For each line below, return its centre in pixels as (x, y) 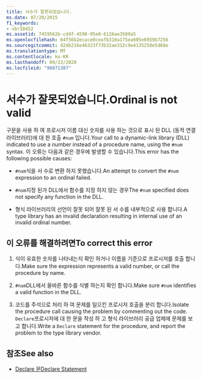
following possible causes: (39, 159)
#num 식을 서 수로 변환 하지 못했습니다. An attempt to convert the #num (97, 171)
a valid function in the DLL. (48, 292)
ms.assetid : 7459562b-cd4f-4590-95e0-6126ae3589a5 (71, 34)
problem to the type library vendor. (58, 333)
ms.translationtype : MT (36, 51)
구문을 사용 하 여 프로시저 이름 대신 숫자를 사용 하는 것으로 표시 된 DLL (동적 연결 (101, 130)
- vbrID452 (20, 29)
